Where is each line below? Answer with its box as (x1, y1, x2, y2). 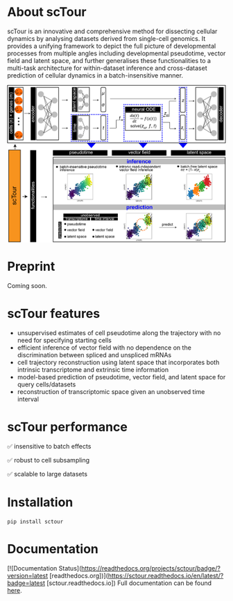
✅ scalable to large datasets (7, 469, 88, 478)
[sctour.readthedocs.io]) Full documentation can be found (46, 579, 212, 587)
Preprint (7, 259, 55, 274)
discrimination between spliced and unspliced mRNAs (17, 350, 172, 359)
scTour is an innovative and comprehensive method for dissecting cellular (7, 27, 218, 35)
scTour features (7, 306, 101, 322)
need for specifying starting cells (17, 336, 112, 344)
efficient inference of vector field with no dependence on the (17, 343, 192, 352)
